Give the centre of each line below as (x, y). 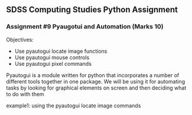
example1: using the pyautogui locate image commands (74, 106)
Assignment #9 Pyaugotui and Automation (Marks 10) (85, 27)
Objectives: (20, 39)
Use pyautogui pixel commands (53, 63)
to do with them (25, 94)
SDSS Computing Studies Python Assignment (92, 10)
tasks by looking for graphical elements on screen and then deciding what (96, 88)
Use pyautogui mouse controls (52, 57)
